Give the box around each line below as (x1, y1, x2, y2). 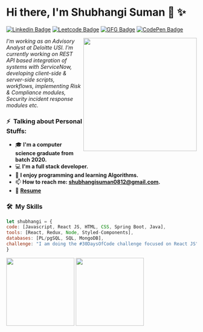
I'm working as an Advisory (6, 37, 75, 45)
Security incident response (6, 95, 74, 102)
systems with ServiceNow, (6, 63, 72, 70)
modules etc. (6, 101, 39, 109)
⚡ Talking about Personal (6, 117, 83, 126)
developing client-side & (6, 69, 67, 77)
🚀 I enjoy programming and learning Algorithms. (14, 171, 139, 179)
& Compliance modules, (6, 89, 66, 96)
